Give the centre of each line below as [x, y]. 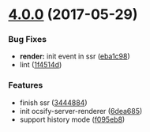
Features [26, 85]
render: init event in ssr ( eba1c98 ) [75, 56]
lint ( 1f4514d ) [41, 65]
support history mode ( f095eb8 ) [72, 119]
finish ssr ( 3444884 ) [53, 102]
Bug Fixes [28, 40]
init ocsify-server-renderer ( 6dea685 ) [81, 111]
